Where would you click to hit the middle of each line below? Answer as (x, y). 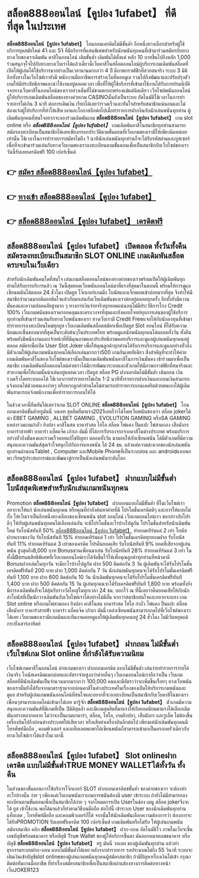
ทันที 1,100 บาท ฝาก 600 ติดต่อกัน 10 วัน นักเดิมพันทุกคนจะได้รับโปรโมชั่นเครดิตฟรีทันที (94, 577)
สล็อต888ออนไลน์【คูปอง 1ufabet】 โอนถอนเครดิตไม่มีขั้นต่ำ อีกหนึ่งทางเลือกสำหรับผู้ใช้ (96, 44)
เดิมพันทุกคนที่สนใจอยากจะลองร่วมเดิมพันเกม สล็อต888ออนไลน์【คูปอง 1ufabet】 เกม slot (100, 118)
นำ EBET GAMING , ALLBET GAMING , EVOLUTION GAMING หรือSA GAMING (99, 418)
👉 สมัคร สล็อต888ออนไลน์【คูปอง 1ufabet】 (80, 172)
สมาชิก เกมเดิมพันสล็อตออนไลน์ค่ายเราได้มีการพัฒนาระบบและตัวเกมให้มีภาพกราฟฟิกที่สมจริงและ (99, 365)
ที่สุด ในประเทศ (36, 26)
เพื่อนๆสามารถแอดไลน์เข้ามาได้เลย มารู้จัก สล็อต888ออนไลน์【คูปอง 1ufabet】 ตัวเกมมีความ (99, 702)
